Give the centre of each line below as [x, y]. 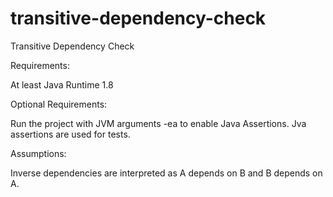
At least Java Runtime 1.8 [62, 84]
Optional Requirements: [59, 104]
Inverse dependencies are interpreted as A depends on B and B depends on [166, 173]
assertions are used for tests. [70, 134]
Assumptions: [38, 153]
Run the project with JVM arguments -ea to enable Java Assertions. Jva [158, 123]
